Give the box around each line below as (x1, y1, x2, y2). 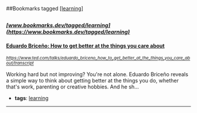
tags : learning (14, 94, 49, 101)
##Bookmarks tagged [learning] (6, 5, 84, 12)
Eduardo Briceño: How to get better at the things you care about (6, 42, 165, 49)
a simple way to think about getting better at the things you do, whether (6, 77, 179, 84)
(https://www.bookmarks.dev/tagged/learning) (6, 29, 130, 36)
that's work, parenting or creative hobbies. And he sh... (6, 83, 140, 90)
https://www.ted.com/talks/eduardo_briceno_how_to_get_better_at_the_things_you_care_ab (6, 55, 191, 61)
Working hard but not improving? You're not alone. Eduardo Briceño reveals (6, 70, 189, 78)
